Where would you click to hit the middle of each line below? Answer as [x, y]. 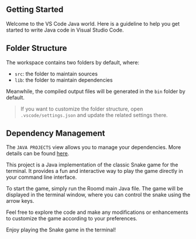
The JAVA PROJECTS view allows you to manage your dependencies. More [94, 147]
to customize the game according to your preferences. [72, 219]
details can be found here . [38, 154]
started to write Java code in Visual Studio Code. [65, 30]
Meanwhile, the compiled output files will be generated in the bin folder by [96, 91]
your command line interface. [42, 177]
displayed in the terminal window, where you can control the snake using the [98, 195]
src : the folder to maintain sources [56, 74]
